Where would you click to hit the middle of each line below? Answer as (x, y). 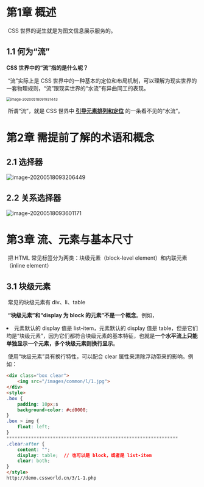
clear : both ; (34, 461)
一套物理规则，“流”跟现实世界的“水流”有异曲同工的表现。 (78, 88)
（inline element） (29, 265)
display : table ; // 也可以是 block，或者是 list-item (85, 455)
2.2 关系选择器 (34, 198)
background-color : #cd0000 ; (53, 410)
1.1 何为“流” (28, 52)
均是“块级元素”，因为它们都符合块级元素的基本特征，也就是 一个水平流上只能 (102, 336)
